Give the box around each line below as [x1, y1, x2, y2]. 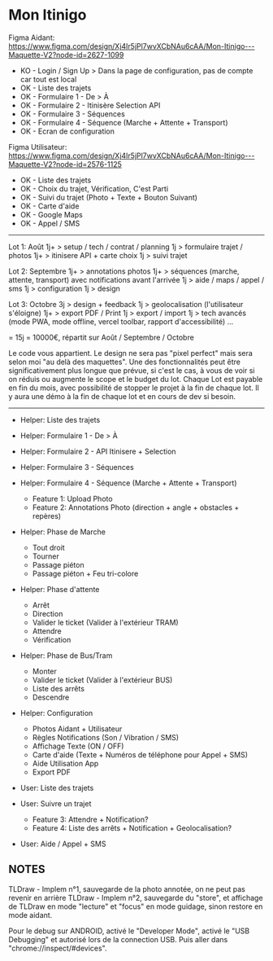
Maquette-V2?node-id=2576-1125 [8, 159, 122, 169]
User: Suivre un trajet [19, 798, 92, 808]
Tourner [32, 551, 59, 561]
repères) [32, 511, 62, 520]
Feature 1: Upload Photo [32, 494, 113, 503]
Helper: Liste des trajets [19, 415, 101, 424]
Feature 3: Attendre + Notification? [32, 814, 149, 824]
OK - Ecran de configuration [19, 126, 115, 136]
